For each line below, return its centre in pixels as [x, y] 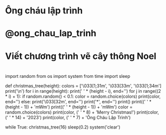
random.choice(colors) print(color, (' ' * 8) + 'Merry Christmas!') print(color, [82, 112]
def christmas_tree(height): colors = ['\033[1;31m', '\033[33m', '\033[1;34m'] [83, 86]
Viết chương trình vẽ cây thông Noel [81, 56]
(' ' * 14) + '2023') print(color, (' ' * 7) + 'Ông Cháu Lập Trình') [68, 117]
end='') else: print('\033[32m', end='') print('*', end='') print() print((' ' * [79, 101]
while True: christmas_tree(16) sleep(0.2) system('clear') [63, 127]
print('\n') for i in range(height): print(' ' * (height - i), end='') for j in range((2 [83, 91]
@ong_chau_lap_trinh [51, 34]
